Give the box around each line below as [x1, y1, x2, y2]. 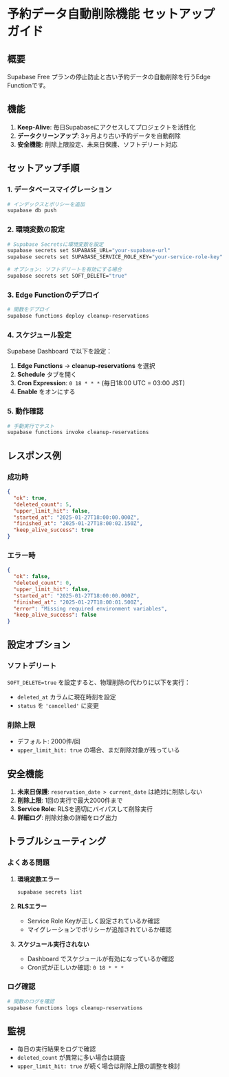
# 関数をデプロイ [7, 306, 50, 314]
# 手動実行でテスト [7, 422, 55, 429]
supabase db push [7, 207, 57, 214]
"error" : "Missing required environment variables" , [13, 605, 168, 612]
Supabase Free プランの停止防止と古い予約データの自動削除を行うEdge [7, 73, 211, 81]
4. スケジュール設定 [7, 330, 72, 340]
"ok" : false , [13, 573, 51, 580]
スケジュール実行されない [17, 940, 89, 948]
